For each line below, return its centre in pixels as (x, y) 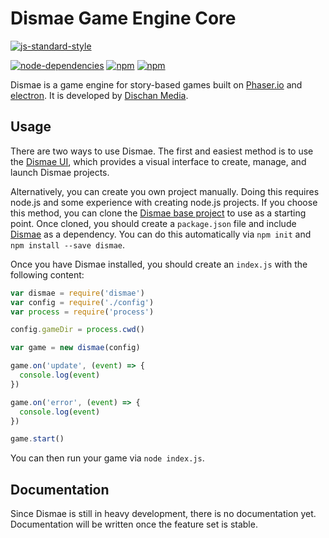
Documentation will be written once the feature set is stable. (134, 524)
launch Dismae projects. (60, 172)
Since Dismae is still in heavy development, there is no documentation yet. (163, 514)
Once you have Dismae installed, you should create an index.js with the (159, 264)
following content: (47, 274)
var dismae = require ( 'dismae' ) (77, 293)
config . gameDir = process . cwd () (77, 330)
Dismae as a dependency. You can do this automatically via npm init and (161, 234)
